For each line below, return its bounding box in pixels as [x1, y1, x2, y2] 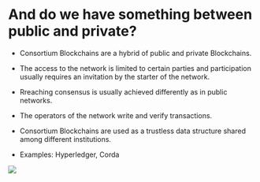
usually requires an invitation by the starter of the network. [19, 72, 210, 81]
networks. [19, 95, 53, 105]
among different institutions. [19, 134, 112, 143]
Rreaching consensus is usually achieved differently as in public [19, 87, 228, 96]
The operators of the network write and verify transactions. [19, 110, 213, 120]
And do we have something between [8, 6, 253, 24]
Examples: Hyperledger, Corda [19, 150, 120, 159]
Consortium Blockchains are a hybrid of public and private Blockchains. [19, 48, 252, 58]
